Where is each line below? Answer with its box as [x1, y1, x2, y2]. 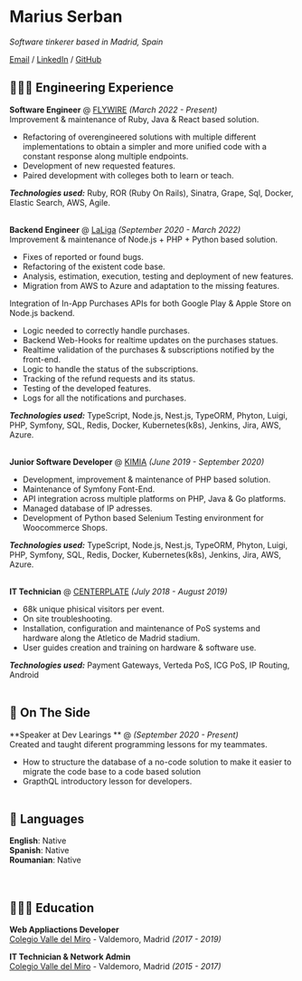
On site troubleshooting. [22, 613, 113, 624]
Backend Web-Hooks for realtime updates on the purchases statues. [22, 334, 278, 345]
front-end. [22, 353, 61, 364]
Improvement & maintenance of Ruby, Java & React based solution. [9, 113, 260, 124]
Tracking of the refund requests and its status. [22, 373, 196, 384]
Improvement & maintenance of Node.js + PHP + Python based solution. [9, 234, 278, 245]
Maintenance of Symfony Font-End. [22, 483, 156, 495]
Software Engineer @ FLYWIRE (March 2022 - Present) [9, 104, 218, 115]
